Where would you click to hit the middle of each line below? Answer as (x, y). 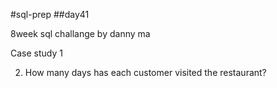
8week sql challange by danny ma (80, 33)
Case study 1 (36, 53)
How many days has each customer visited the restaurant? (145, 72)
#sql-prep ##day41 (50, 14)
